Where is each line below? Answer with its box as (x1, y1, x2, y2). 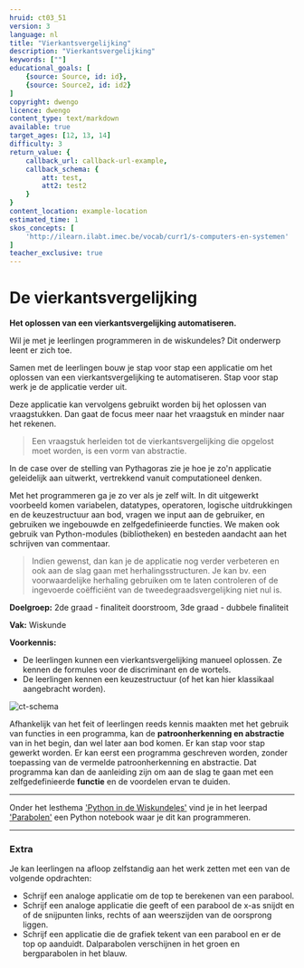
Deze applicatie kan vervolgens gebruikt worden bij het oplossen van (9, 399, 267, 410)
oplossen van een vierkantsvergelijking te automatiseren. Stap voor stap (9, 372, 279, 383)
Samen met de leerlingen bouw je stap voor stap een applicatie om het (9, 363, 273, 374)
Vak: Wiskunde (9, 620, 67, 631)
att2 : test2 (42, 182, 88, 191)
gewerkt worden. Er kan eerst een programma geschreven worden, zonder (9, 747, 288, 758)
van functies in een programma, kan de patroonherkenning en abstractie (9, 728, 285, 739)
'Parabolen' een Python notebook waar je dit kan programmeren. (9, 811, 252, 823)
